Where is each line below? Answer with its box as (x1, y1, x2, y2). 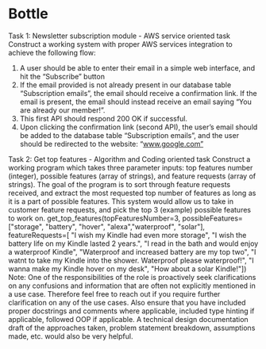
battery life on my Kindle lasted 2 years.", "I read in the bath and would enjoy (8, 239, 259, 248)
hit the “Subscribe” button (19, 71, 106, 81)
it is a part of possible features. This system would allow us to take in (8, 196, 234, 206)
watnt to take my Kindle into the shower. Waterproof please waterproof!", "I (8, 255, 254, 265)
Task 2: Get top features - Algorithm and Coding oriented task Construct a (8, 154, 251, 163)
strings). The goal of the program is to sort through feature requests (8, 179, 231, 189)
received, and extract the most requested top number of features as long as (8, 188, 256, 198)
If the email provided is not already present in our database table (19, 80, 232, 90)
